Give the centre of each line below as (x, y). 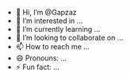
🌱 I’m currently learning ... (58, 29)
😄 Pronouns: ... (41, 58)
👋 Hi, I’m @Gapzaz (46, 12)
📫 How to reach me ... (52, 47)
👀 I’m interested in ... (49, 21)
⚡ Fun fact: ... (37, 67)
